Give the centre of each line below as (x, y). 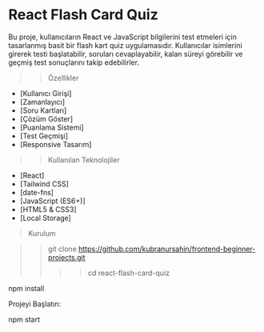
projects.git (66, 257)
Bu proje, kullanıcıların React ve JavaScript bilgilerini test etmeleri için (123, 37)
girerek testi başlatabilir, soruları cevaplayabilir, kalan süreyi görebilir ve (126, 54)
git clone (62, 249)
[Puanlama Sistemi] (52, 127)
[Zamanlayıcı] (42, 102)
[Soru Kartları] (43, 110)
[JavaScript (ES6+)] (52, 201)
